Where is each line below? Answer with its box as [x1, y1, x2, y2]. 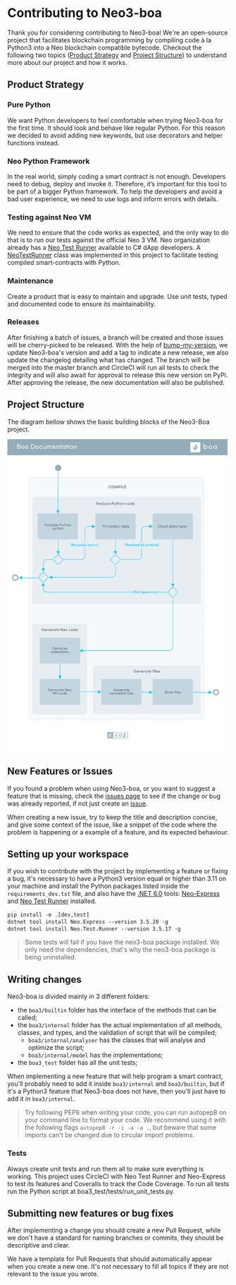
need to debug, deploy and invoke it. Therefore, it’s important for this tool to [7, 179, 227, 188]
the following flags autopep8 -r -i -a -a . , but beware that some [24, 1123, 217, 1132]
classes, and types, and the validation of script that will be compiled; [17, 1029, 217, 1037]
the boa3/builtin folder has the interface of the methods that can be [17, 1006, 217, 1015]
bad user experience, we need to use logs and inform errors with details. [7, 194, 218, 203]
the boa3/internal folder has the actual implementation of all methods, [17, 1021, 223, 1029]
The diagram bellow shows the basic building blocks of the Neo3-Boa [7, 417, 210, 426]
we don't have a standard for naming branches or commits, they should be [7, 1233, 224, 1242]
